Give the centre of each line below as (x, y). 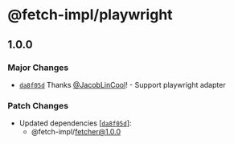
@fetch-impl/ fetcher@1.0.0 (76, 132)
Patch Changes (38, 105)
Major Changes (38, 68)
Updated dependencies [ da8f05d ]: (75, 123)
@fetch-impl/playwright (90, 15)
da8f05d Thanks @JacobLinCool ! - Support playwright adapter (122, 84)
